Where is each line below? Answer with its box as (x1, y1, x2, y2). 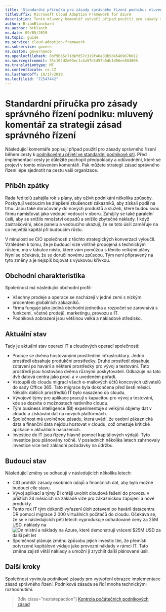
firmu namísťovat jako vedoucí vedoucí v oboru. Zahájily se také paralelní (5, 211, 154, 217)
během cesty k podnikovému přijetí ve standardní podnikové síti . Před (5, 151, 147, 157)
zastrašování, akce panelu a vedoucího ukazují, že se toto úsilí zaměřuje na (5, 221, 158, 227)
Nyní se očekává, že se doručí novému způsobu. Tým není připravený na (5, 252, 153, 258)
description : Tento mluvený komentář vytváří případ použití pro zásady (5, 16, 158, 21)
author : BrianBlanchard (5, 21, 54, 26)
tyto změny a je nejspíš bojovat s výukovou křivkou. (5, 257, 110, 263)
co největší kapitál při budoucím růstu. (5, 227, 83, 232)
